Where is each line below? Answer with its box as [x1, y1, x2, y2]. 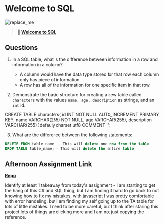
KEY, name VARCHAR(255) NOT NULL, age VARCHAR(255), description [5, 117, 152, 123]
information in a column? [12, 61, 63, 67]
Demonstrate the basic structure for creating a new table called [12, 91, 142, 97]
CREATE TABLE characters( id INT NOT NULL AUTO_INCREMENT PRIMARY [5, 112, 159, 117]
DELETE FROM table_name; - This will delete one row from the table [5, 141, 150, 146]
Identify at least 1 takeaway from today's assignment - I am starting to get [5, 182, 155, 188]
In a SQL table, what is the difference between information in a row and [12, 56, 158, 62]
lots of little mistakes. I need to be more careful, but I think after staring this [5, 204, 159, 210]
